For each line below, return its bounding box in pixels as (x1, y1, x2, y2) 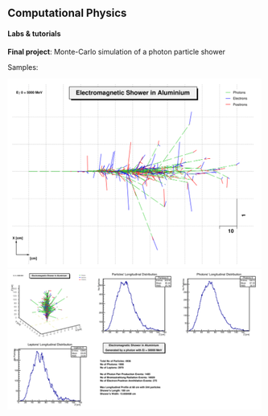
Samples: (7, 62, 39, 71)
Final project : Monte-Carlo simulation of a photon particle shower (7, 47, 226, 56)
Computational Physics (7, 6, 127, 20)
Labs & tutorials (7, 28, 61, 39)
